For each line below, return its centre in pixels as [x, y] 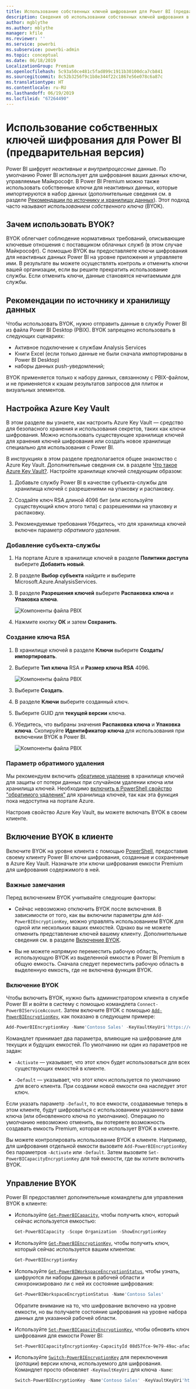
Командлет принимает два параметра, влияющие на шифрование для [94, 1039]
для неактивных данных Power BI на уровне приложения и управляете [94, 257]
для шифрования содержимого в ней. [53, 870]
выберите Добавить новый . [50, 564]
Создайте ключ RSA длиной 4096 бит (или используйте [84, 500]
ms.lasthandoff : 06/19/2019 [40, 93]
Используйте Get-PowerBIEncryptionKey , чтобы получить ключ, [92, 1243]
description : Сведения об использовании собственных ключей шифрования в [98, 17]
